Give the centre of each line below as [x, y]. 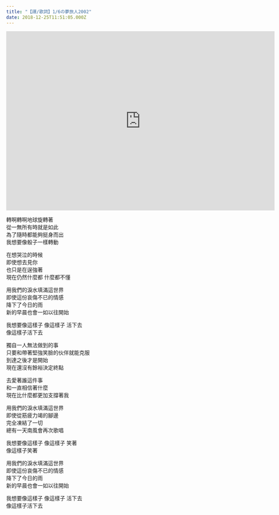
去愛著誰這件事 [24, 380]
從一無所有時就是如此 [32, 227]
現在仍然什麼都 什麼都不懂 [38, 277]
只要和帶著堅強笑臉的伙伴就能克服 [48, 352]
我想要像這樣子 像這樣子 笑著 [42, 443]
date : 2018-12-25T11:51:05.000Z [46, 17]
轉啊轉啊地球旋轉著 [30, 219]
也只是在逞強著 [24, 269]
